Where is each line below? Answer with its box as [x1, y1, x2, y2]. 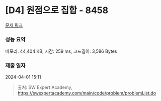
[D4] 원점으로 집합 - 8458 [5, 5, 109, 16]
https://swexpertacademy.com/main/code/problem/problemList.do [17, 90, 156, 96]
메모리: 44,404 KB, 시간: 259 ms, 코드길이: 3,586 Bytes [5, 48, 117, 54]
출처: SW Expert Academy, [17, 84, 72, 90]
